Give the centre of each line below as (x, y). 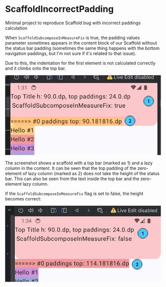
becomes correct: (23, 199)
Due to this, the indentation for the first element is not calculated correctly (80, 63)
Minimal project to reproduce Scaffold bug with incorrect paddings (73, 23)
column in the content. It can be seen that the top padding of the (71, 168)
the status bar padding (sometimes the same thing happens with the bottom (82, 48)
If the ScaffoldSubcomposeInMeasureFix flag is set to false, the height (74, 193)
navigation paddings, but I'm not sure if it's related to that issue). (71, 53)
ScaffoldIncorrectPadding (60, 9)
